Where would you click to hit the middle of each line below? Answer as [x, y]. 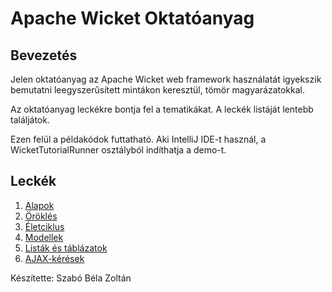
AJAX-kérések [54, 258]
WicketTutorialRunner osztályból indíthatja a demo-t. [118, 150]
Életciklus [44, 226]
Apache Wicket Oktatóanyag [132, 18]
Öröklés [41, 216]
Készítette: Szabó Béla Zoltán [71, 278]
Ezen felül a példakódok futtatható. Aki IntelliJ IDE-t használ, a [138, 139]
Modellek [44, 237]
